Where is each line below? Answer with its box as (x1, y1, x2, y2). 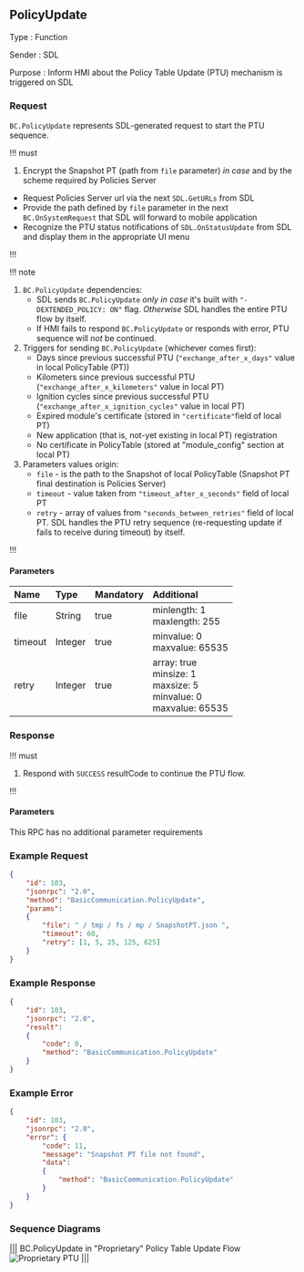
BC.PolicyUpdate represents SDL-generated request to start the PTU (9, 120, 266, 131)
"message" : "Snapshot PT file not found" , (42, 1150, 206, 1159)
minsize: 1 (152, 668, 198, 681)
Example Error (9, 1086, 74, 1099)
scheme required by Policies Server (22, 175, 157, 186)
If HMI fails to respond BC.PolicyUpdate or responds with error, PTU (35, 323, 289, 334)
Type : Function (9, 31, 68, 42)
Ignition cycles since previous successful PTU (35, 391, 209, 402)
